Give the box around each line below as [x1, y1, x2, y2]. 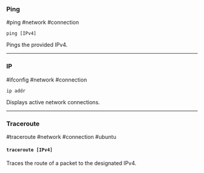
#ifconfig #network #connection [6, 76, 87, 83]
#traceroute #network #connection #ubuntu [6, 133, 117, 140]
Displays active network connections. [6, 98, 100, 105]
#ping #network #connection [6, 19, 80, 26]
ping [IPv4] [6, 30, 36, 37]
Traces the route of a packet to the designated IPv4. [6, 160, 137, 167]
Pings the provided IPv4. [6, 41, 68, 49]
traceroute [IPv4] [6, 147, 53, 154]
